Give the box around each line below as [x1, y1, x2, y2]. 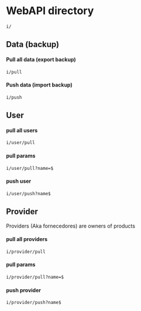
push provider [6, 286, 41, 293]
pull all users [6, 126, 38, 133]
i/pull [6, 69, 22, 75]
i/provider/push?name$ [6, 300, 61, 306]
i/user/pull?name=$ [6, 165, 54, 171]
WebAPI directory [6, 4, 94, 18]
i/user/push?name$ [6, 190, 51, 196]
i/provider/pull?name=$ [6, 274, 64, 280]
